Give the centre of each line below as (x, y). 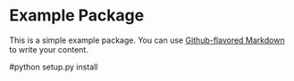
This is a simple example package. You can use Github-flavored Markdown (147, 40)
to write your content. (49, 49)
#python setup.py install (54, 67)
